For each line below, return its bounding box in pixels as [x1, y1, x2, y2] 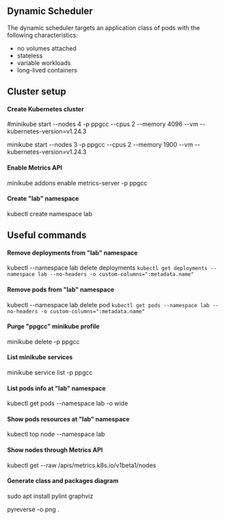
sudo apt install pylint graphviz [7, 492, 94, 500]
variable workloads [16, 58, 71, 67]
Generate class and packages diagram [7, 477, 119, 485]
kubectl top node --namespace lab [7, 430, 105, 439]
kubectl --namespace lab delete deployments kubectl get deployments [7, 263, 208, 272]
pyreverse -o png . [7, 505, 59, 513]
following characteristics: [7, 31, 79, 39]
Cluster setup [7, 86, 66, 98]
